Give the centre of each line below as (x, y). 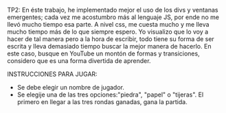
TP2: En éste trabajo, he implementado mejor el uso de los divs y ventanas (113, 10)
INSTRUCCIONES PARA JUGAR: (52, 74)
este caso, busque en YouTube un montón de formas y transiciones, (104, 53)
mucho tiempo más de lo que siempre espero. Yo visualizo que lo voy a (108, 32)
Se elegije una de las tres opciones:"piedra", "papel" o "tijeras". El (110, 95)
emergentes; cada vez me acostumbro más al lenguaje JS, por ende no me (113, 17)
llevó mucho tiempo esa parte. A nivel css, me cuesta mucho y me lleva (108, 24)
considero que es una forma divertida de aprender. (79, 61)
